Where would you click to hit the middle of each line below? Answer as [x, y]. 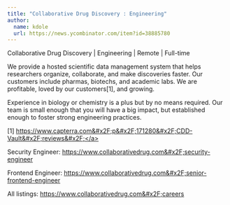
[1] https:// [22, 131]
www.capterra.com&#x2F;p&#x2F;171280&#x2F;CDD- [115, 131]
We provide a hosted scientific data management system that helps [104, 66]
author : [19, 20]
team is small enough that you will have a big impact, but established [106, 110]
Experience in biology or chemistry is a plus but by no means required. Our [115, 103]
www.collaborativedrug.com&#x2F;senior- [145, 173]
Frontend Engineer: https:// [46, 173]
